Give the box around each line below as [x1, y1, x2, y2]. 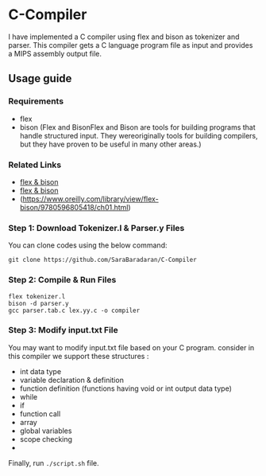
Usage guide [8, 72, 72, 85]
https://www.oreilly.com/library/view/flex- [22, 193, 159, 204]
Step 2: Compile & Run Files [8, 275, 117, 286]
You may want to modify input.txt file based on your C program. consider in [8, 342, 255, 352]
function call [19, 408, 61, 419]
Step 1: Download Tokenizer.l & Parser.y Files [8, 222, 185, 233]
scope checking [19, 434, 73, 443]
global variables [19, 426, 72, 435]
